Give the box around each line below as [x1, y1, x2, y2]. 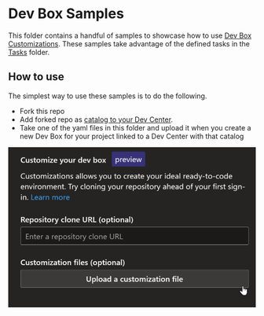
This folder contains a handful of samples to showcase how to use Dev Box [8, 31, 252, 40]
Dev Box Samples [8, 5, 124, 23]
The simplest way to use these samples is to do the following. [8, 91, 207, 101]
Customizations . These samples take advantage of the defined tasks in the [8, 39, 250, 48]
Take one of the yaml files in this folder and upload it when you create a [19, 123, 251, 132]
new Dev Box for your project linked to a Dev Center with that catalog [19, 131, 244, 141]
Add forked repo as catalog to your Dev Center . [19, 115, 174, 124]
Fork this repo [19, 106, 65, 116]
